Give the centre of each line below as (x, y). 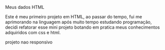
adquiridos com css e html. (33, 32)
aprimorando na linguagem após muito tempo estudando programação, (79, 22)
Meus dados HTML (25, 7)
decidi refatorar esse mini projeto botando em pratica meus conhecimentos (82, 27)
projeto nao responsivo (29, 42)
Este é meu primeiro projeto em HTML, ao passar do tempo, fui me (74, 17)
